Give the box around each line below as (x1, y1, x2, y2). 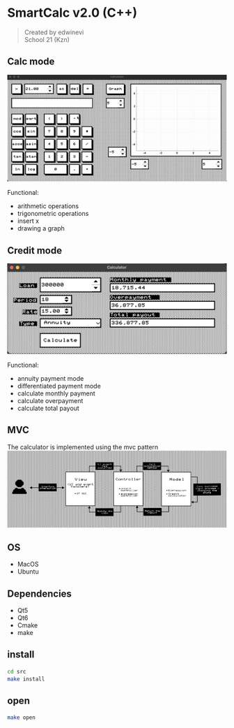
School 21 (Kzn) (24, 35, 70, 43)
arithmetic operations (17, 202, 79, 210)
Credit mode (7, 245, 63, 256)
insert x (17, 217, 40, 225)
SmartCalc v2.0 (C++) (7, 5, 138, 21)
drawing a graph (17, 224, 65, 233)
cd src (7, 668, 26, 675)
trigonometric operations (17, 210, 89, 218)
